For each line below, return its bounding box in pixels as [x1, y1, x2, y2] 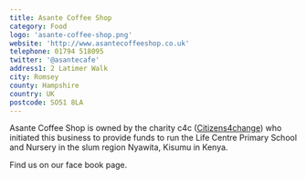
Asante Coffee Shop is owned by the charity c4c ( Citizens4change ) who [9, 123, 282, 134]
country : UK [9, 89, 55, 98]
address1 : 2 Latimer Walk [9, 65, 108, 74]
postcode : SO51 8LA [9, 97, 84, 107]
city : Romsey [9, 73, 59, 82]
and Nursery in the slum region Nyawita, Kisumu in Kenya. [9, 142, 228, 153]
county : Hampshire [9, 81, 79, 90]
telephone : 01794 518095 [9, 47, 104, 56]
